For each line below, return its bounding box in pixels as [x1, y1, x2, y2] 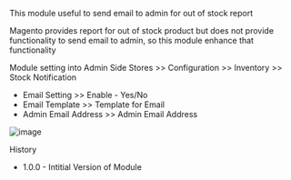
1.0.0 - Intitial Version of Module [22, 162, 143, 172]
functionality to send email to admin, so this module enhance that [9, 35, 255, 45]
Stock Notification [9, 72, 77, 83]
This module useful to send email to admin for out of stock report [9, 8, 253, 18]
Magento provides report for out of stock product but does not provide [9, 25, 275, 35]
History [9, 145, 37, 155]
